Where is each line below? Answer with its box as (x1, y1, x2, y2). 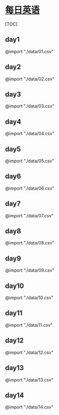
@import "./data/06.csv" (5, 185, 55, 191)
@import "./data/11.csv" (5, 322, 53, 328)
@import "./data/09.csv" (5, 267, 55, 274)
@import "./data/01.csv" (5, 48, 54, 54)
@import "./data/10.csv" (5, 295, 54, 301)
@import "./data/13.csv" (5, 377, 54, 382)
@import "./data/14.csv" (5, 404, 54, 410)
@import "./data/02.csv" (5, 76, 55, 82)
